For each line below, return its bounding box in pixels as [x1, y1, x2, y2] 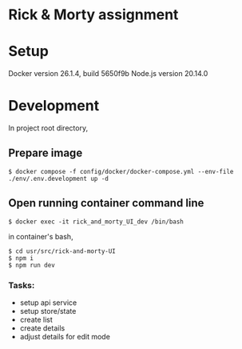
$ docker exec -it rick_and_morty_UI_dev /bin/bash [8, 218, 184, 226]
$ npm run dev [8, 261, 56, 269]
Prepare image [8, 146, 83, 160]
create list [19, 315, 54, 324]
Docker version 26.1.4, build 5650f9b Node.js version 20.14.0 [8, 69, 208, 78]
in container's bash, [8, 231, 73, 241]
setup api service [19, 298, 77, 307]
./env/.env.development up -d [8, 174, 109, 183]
